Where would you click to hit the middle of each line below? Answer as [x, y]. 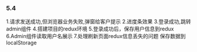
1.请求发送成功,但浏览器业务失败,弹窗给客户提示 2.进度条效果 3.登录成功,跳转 [98, 22]
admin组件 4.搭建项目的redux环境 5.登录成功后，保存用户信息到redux [90, 29]
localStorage [21, 43]
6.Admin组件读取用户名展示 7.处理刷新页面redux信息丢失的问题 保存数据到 [96, 36]
